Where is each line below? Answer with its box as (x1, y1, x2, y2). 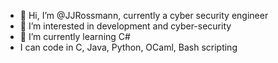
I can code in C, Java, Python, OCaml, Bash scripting (19, 41, 238, 53)
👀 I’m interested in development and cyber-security (19, 20, 232, 32)
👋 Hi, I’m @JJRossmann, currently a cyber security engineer (19, 10, 269, 21)
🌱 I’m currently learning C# (19, 31, 131, 42)
